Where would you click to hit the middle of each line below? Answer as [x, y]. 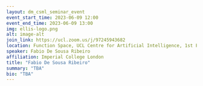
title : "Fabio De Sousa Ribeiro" [48, 62]
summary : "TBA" [25, 68]
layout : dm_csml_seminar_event [46, 12]
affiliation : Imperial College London [55, 57]
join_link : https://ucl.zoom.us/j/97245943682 [66, 40]
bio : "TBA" [20, 74]
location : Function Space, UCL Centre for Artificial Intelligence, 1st [100, 46]
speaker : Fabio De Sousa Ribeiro [48, 51]
